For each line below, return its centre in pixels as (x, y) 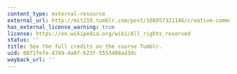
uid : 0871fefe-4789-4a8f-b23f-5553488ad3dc (72, 54)
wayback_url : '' (31, 60)
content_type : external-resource (56, 14)
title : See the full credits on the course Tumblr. (85, 47)
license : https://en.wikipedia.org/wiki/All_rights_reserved (99, 33)
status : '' (23, 40)
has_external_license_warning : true (61, 27)
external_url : (28, 20)
